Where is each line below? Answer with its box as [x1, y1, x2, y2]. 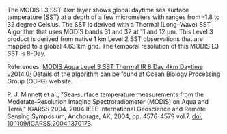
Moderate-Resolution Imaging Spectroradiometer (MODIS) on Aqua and [7, 98, 209, 105]
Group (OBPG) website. [7, 77, 73, 85]
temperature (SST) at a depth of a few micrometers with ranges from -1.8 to [7, 13, 220, 21]
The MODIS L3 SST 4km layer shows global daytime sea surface [7, 6, 189, 14]
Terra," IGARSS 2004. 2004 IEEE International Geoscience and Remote [7, 105, 206, 113]
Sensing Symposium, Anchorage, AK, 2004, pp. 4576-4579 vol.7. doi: [7, 112, 203, 120]
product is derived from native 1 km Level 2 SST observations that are [7, 35, 204, 43]
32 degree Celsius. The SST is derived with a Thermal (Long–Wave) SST [7, 21, 211, 28]
